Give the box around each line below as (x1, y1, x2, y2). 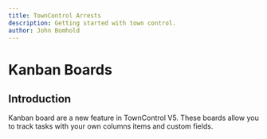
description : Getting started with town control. (8, 19, 177, 27)
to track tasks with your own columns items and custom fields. (8, 122, 214, 131)
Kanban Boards (8, 60, 113, 79)
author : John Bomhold (8, 26, 80, 34)
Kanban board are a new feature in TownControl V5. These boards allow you (8, 113, 259, 123)
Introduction (8, 92, 72, 106)
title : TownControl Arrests (8, 11, 102, 20)
